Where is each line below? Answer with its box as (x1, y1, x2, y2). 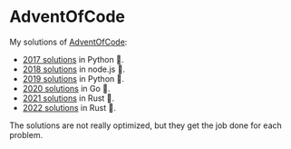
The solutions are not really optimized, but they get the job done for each (9, 120, 283, 131)
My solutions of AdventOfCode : (9, 36, 128, 47)
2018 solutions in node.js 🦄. (22, 64, 125, 74)
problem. (9, 129, 44, 140)
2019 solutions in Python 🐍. (22, 73, 125, 84)
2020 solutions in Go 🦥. (22, 83, 111, 94)
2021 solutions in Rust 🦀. (22, 93, 115, 104)
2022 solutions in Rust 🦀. (22, 102, 116, 113)
